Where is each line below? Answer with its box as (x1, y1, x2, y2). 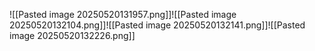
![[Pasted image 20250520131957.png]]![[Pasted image (9, 9, 237, 20)
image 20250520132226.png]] (9, 30, 136, 41)
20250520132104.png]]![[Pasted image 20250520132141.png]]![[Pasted (9, 19, 306, 31)
